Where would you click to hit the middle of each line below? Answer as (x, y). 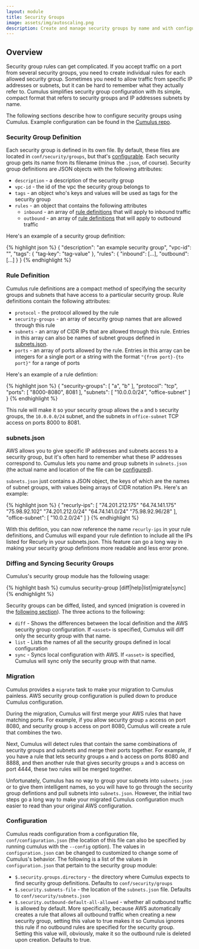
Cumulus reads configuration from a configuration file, (73, 833)
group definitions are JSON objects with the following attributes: (84, 169)
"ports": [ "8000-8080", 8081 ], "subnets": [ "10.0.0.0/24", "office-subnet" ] (98, 392)
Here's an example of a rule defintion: (52, 374)
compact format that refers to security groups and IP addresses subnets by (98, 98)
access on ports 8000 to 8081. (44, 422)
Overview (25, 52)
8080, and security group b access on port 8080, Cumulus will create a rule (98, 726)
